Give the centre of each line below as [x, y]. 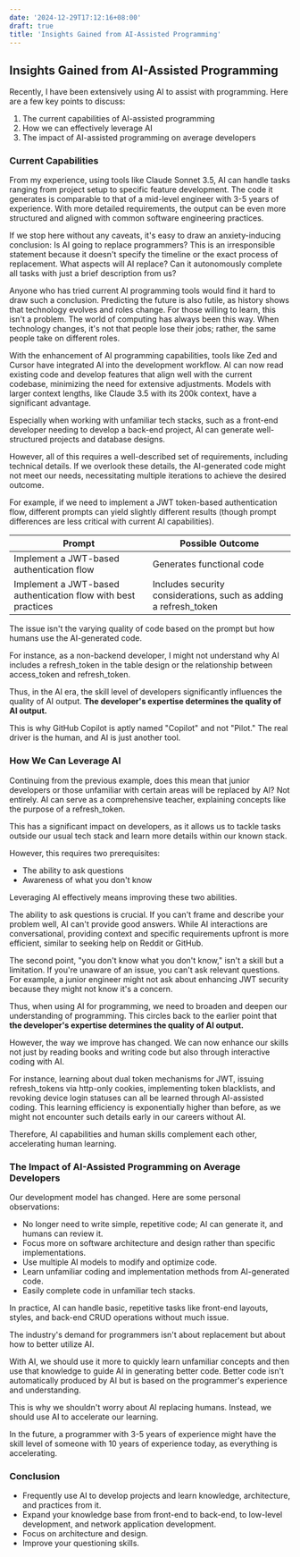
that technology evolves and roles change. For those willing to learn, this [143, 310]
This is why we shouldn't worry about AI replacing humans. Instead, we [141, 1408]
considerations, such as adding [218, 595]
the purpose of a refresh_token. [67, 809]
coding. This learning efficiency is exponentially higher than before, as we [145, 1107]
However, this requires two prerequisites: [85, 853]
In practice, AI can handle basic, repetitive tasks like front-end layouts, [139, 1308]
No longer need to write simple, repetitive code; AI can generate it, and [153, 1225]
